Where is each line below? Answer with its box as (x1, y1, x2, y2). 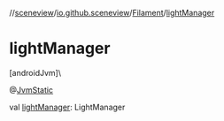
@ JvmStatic (9, 84, 54, 95)
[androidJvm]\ (9, 67, 62, 78)
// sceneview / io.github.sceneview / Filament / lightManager (9, 8, 215, 18)
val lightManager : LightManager (9, 102, 126, 112)
